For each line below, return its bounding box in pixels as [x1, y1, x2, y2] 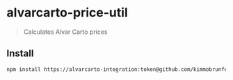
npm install [6, 66, 41, 73]
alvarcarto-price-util [6, 5, 128, 21]
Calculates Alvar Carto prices [23, 28, 108, 36]
